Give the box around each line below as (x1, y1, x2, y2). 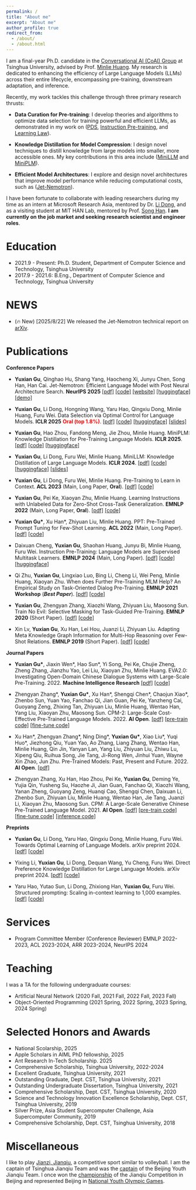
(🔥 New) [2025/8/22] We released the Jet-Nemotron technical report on (14, 318, 189, 325)
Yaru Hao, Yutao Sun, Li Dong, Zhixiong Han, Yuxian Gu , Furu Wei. (14, 882, 176, 889)
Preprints (6, 824, 29, 831)
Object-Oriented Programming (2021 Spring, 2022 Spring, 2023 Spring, (14, 998, 187, 1006)
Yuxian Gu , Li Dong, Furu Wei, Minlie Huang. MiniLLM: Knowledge (14, 453, 174, 460)
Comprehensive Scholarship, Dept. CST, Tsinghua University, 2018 (14, 1119, 176, 1126)
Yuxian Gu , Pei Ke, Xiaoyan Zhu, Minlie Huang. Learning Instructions (14, 494, 180, 501)
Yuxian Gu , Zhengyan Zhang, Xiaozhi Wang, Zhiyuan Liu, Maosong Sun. (14, 602, 189, 609)
